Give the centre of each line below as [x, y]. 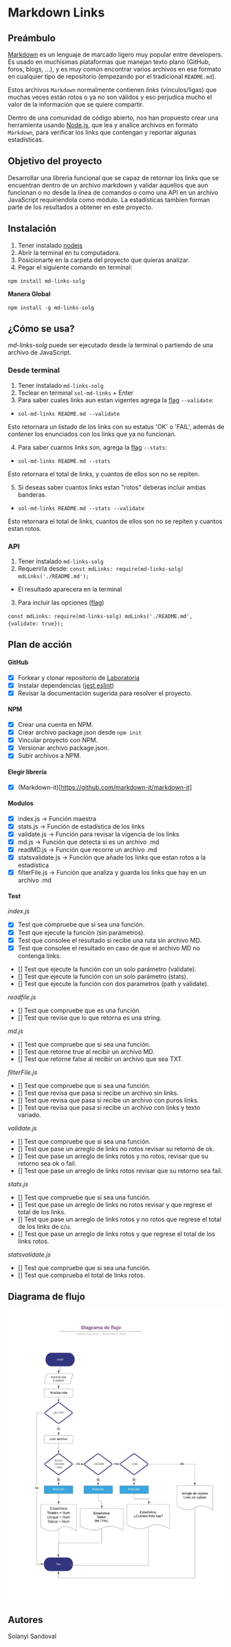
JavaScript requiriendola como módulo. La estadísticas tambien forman [109, 199]
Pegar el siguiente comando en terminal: [75, 267]
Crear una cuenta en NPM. [55, 725]
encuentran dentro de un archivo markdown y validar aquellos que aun [108, 185]
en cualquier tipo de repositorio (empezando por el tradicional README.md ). [112, 76]
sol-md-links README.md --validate [69, 414]
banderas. [32, 494]
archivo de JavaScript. [40, 353]
